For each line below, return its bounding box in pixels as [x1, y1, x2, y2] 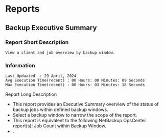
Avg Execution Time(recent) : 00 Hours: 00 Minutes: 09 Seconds [5, 78, 145, 83]
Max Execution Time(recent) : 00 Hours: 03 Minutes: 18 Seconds [5, 82, 145, 88]
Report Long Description [5, 91, 57, 97]
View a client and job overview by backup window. [5, 50, 115, 55]
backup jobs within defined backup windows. [12, 106, 108, 113]
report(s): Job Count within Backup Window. [12, 123, 106, 129]
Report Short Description [5, 39, 69, 46]
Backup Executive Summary [5, 23, 97, 32]
